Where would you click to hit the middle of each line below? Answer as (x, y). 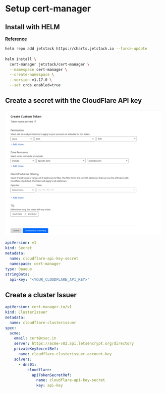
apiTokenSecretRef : (52, 375)
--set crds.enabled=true (35, 85)
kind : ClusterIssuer (27, 312)
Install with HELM (33, 27)
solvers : (23, 359)
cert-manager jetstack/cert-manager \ (50, 64)
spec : (11, 328)
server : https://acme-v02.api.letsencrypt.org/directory (74, 344)
